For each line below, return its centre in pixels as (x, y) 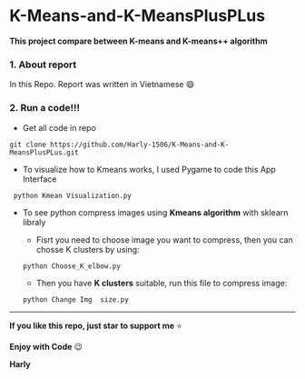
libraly (34, 222)
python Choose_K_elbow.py (71, 266)
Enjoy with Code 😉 (46, 346)
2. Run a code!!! (44, 108)
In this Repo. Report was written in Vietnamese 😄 (102, 85)
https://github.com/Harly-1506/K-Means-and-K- (139, 145)
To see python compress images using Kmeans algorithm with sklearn (155, 212)
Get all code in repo (59, 127)
